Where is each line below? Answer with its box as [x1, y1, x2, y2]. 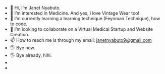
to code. [10, 21, 28, 27]
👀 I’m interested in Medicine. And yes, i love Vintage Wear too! [10, 10, 140, 16]
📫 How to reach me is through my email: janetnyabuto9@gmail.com [10, 37, 152, 43]
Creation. [10, 32, 29, 37]
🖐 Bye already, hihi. [10, 52, 52, 58]
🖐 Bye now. [10, 45, 35, 50]
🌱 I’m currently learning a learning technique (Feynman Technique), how [10, 16, 160, 21]
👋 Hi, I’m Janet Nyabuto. [10, 5, 61, 11]
